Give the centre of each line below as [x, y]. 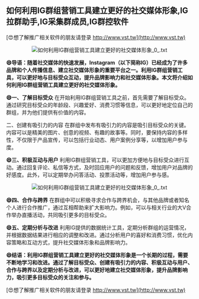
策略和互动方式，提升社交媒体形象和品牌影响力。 [71, 242]
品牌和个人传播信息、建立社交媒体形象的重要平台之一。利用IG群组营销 [92, 70]
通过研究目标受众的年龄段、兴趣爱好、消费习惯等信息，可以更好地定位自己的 [99, 105]
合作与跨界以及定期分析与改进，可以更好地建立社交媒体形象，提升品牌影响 [97, 270]
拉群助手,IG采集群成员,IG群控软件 [68, 22]
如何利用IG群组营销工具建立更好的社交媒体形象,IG [97, 11]
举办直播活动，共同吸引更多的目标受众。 [60, 215]
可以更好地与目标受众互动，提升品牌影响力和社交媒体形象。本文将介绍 [102, 77]
